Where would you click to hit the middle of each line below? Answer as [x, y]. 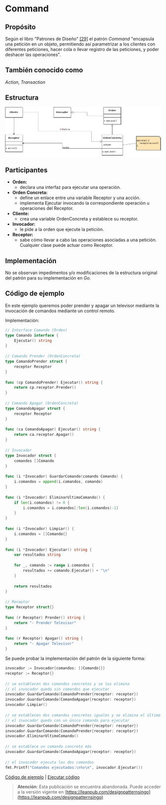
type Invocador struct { [31, 456]
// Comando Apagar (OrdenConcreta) [42, 403]
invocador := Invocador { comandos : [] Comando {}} [55, 668]
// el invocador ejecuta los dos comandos [50, 762]
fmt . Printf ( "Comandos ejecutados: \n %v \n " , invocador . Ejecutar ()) [74, 767]
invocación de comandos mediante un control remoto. [60, 311]
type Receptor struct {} [30, 607]
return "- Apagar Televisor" [44, 644]
